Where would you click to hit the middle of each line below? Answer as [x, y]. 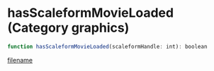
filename [20, 60]
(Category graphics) [68, 28]
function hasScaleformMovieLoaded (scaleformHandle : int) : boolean [107, 46]
